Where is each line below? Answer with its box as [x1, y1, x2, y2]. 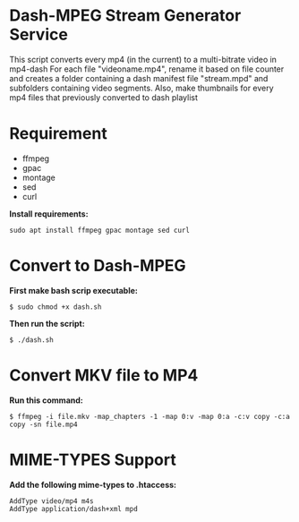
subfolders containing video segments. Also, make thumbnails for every [9, 82, 275, 93]
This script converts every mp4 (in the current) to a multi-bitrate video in [9, 54, 278, 64]
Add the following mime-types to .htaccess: [9, 479, 177, 490]
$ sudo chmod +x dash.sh [9, 302, 102, 312]
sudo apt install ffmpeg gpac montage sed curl [9, 226, 191, 235]
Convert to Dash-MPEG [9, 256, 186, 276]
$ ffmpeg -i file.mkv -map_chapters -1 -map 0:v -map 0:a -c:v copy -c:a [9, 412, 291, 421]
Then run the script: [9, 318, 85, 329]
